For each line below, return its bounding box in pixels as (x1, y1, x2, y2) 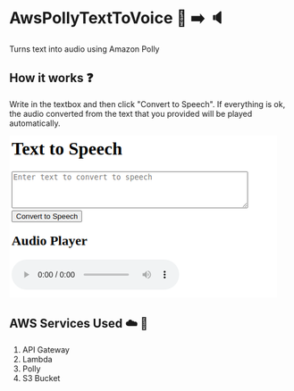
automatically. (9, 118, 61, 129)
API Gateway (21, 344, 70, 354)
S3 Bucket (21, 372, 61, 383)
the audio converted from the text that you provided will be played (9, 108, 253, 119)
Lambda (21, 354, 53, 364)
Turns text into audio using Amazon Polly (9, 43, 160, 54)
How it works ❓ (9, 71, 94, 86)
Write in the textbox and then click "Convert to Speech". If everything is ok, (9, 98, 286, 109)
